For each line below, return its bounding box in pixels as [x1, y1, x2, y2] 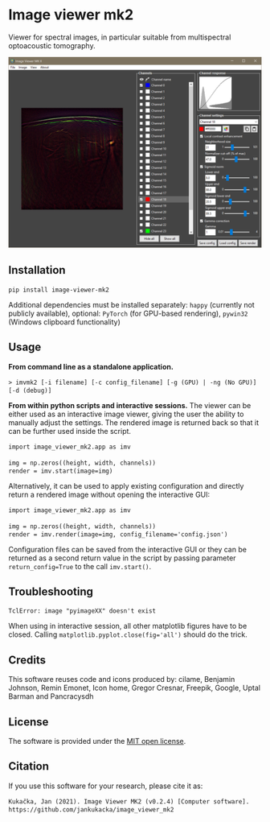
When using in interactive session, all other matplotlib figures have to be [8, 622, 247, 631]
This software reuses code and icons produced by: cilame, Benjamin [8, 675, 235, 684]
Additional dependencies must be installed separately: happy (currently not [8, 299, 255, 309]
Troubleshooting [8, 584, 94, 598]
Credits [8, 653, 47, 667]
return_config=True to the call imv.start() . [8, 561, 152, 571]
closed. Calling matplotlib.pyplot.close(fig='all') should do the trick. [8, 630, 247, 639]
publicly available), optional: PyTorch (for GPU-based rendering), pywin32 [8, 308, 248, 318]
